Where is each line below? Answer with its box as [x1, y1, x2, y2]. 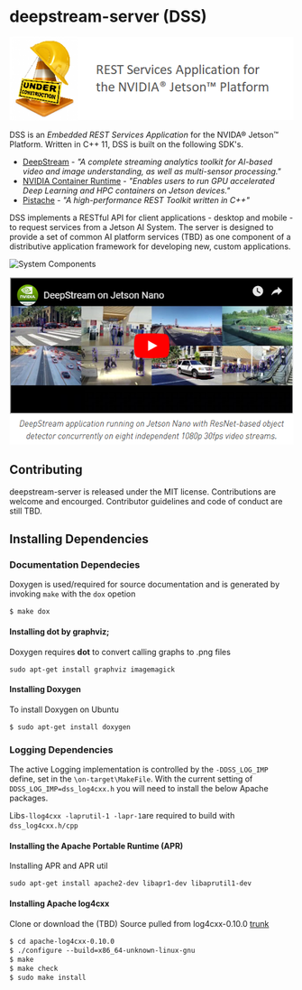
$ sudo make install [9, 973, 87, 982]
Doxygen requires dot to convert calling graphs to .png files [9, 646, 232, 657]
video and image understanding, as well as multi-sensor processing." [22, 165, 281, 177]
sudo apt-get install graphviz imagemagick [9, 665, 176, 674]
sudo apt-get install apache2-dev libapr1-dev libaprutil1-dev [9, 879, 252, 888]
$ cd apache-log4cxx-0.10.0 [9, 937, 115, 946]
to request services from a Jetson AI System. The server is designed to [9, 221, 274, 232]
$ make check [9, 964, 59, 973]
